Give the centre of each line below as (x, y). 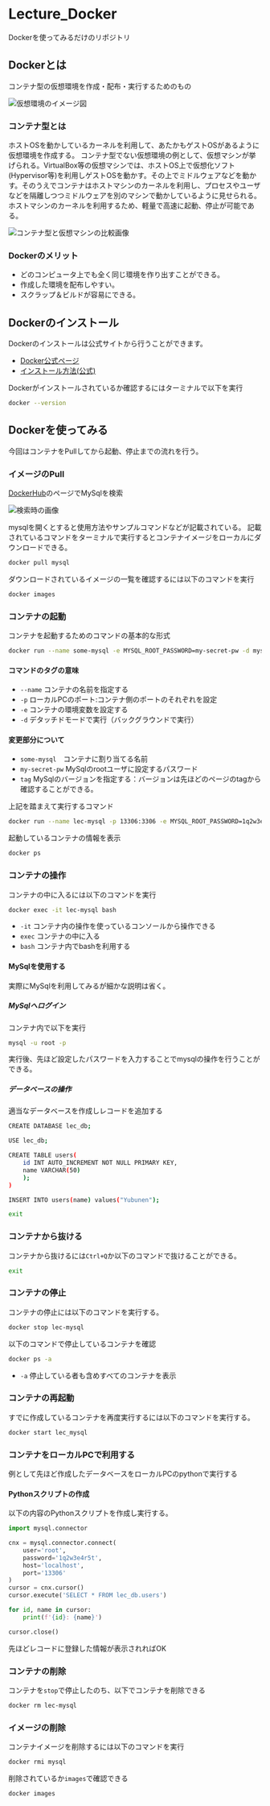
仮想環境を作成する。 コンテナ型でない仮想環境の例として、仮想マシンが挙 (132, 155)
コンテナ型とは (37, 126)
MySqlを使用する (37, 966)
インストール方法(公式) (58, 371)
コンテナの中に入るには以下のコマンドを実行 (82, 894)
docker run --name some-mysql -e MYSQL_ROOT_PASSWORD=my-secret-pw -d (129, 651)
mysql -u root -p (37, 1043)
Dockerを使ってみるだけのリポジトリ (70, 37)
